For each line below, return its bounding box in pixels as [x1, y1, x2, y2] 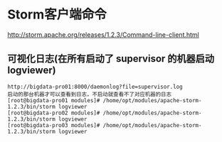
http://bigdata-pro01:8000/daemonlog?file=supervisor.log [7, 83, 183, 90]
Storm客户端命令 [7, 6, 107, 23]
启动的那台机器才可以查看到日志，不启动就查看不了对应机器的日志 [7, 90, 172, 98]
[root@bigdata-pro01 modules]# [7, 97, 100, 104]
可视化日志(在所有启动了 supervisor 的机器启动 [7, 53, 215, 65]
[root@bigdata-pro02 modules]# [7, 109, 100, 116]
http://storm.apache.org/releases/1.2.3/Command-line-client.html [7, 30, 199, 39]
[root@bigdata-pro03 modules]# [7, 121, 100, 129]
